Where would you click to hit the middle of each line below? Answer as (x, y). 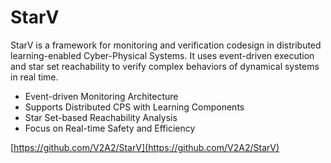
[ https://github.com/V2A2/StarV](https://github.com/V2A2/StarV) (145, 147)
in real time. (34, 77)
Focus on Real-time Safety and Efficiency (110, 128)
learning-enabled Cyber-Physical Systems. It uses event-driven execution (162, 55)
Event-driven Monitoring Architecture (101, 96)
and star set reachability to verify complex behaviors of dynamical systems (165, 66)
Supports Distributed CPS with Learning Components (134, 107)
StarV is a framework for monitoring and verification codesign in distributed (166, 45)
